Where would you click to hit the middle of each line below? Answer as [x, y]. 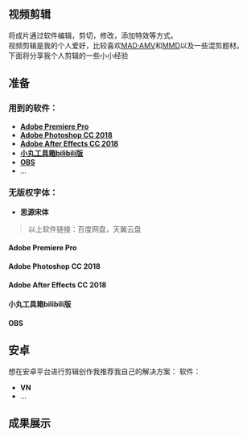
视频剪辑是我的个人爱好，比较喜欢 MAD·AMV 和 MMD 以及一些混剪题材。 [126, 45]
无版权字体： [33, 193]
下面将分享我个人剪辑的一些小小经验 [68, 56]
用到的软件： [33, 109]
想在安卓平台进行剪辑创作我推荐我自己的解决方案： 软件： [105, 371]
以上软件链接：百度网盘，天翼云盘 [84, 229]
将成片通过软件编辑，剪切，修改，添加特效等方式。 [93, 35]
